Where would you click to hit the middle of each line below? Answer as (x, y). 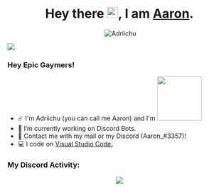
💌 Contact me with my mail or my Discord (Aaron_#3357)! (102, 136)
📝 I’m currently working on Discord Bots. (77, 129)
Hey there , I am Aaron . (119, 14)
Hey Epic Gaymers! (41, 64)
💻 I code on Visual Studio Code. (65, 144)
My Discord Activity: (44, 165)
